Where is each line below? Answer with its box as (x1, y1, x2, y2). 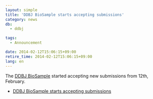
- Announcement (10, 40, 42, 46)
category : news (5, 17, 38, 22)
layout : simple (5, 7, 38, 13)
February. (5, 78, 25, 84)
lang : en (5, 59, 24, 64)
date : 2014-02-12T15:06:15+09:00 (5, 49, 76, 54)
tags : (5, 36, 17, 41)
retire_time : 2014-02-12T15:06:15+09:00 (5, 54, 93, 59)
